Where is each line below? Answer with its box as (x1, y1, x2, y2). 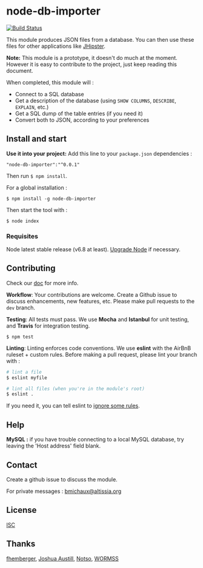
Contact (6, 460, 38, 470)
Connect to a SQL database (15, 90, 84, 97)
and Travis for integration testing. (6, 322, 90, 329)
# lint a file (6, 369, 42, 375)
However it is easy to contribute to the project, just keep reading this (6, 61, 178, 68)
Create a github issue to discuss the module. (6, 475, 118, 483)
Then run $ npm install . (6, 172, 68, 179)
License (6, 505, 37, 515)
